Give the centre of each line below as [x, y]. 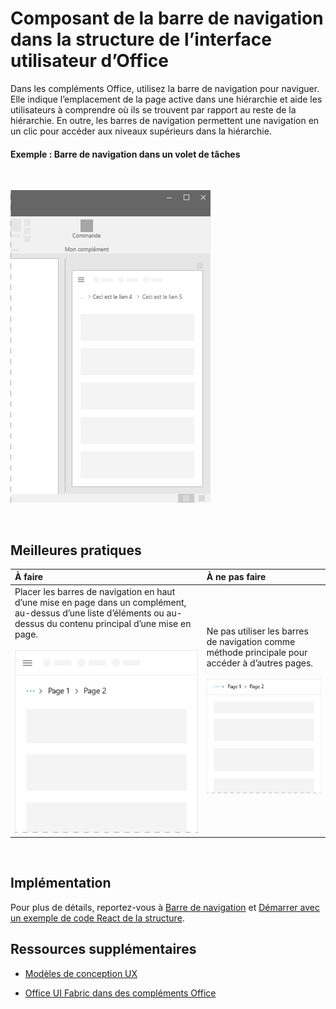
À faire [29, 577]
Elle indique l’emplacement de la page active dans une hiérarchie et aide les [166, 99]
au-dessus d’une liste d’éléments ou [89, 613]
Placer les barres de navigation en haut [95, 591]
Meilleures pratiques [76, 550]
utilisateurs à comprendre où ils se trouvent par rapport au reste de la [153, 109]
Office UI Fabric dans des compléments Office [120, 993]
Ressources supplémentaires [103, 949]
